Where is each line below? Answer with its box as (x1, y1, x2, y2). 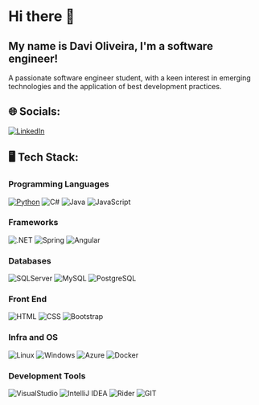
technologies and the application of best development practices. (8, 82, 222, 91)
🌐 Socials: (8, 104, 61, 119)
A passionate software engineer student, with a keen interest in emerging (8, 73, 251, 83)
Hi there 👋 (8, 7, 75, 26)
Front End (8, 293, 47, 305)
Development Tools (8, 370, 86, 381)
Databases (8, 255, 51, 266)
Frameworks (8, 217, 59, 228)
